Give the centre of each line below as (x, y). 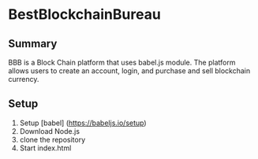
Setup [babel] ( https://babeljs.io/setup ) (83, 123)
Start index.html (45, 148)
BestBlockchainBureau (85, 15)
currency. (24, 79)
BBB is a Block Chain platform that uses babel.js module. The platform (122, 62)
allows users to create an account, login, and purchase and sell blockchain (129, 71)
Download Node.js (50, 131)
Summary (33, 44)
